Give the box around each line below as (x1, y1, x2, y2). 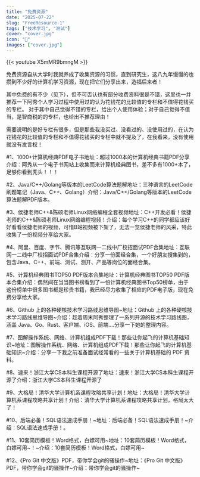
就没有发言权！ (6, 141, 43, 148)
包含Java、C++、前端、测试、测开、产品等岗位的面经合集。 (6, 258, 154, 265)
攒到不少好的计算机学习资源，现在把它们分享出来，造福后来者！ (6, 78, 162, 85)
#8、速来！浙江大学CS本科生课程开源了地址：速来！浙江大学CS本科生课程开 (6, 368, 194, 376)
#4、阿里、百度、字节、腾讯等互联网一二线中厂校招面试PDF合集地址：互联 (6, 243, 190, 250)
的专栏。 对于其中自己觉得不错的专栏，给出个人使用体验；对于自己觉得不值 (6, 106, 190, 113)
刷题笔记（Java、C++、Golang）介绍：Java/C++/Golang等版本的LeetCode (6, 188, 192, 196)
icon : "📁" (6, 36, 31, 42)
